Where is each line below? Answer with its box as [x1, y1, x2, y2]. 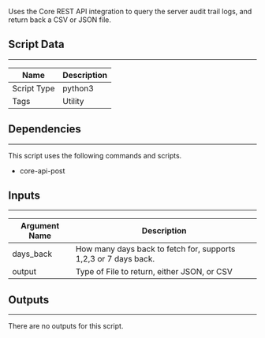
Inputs [8, 189, 41, 202]
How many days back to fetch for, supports [75, 243, 236, 254]
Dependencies [8, 122, 81, 136]
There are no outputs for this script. [8, 321, 124, 331]
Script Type [12, 83, 55, 94]
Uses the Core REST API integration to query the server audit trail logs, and [8, 7, 252, 16]
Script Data [8, 38, 65, 51]
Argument [21, 221, 60, 232]
